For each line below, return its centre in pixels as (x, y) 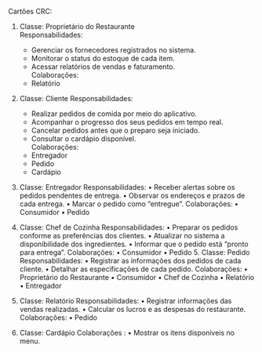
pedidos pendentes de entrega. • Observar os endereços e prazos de (132, 196)
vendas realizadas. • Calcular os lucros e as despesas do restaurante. (133, 309)
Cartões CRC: (30, 11)
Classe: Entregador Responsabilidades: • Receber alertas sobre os (127, 187)
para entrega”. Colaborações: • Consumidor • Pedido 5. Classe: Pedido (135, 252)
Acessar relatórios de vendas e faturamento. (103, 67)
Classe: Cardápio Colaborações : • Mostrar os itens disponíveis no (127, 333)
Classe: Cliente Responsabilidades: (76, 98)
